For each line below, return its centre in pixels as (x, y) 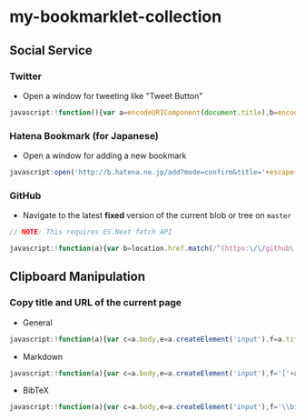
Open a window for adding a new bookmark (104, 155)
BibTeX (36, 390)
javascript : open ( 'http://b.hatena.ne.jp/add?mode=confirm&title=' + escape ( (154, 173)
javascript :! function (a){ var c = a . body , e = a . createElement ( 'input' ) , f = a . (148, 339)
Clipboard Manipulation (77, 277)
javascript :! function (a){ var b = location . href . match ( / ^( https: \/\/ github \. (154, 249)
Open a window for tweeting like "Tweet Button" (113, 95)
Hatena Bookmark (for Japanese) (84, 135)
